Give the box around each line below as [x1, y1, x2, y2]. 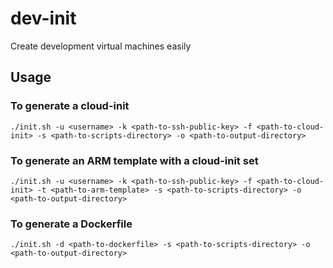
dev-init [10, 7, 77, 30]
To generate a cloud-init [10, 99, 130, 113]
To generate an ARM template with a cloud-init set [10, 153, 259, 167]
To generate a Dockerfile [10, 217, 133, 231]
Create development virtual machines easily [10, 40, 192, 52]
